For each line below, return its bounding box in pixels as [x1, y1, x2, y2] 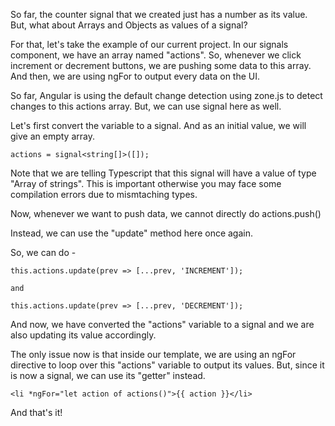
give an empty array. [10, 130, 95, 142]
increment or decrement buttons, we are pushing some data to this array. [10, 60, 312, 71]
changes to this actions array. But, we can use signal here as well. [10, 100, 282, 112]
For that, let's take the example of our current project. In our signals [10, 39, 289, 50]
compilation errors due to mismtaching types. [10, 189, 198, 200]
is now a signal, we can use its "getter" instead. [10, 370, 206, 381]
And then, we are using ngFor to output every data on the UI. [10, 70, 261, 82]
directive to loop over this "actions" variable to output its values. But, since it [10, 359, 325, 371]
